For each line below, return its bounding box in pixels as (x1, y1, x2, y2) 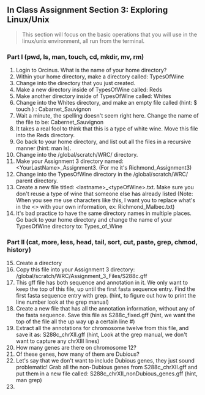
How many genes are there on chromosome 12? (15, 344, 136, 352)
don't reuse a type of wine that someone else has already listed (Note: (15, 190, 193, 198)
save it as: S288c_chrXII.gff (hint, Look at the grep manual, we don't (15, 331, 187, 339)
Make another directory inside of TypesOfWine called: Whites (15, 92, 171, 100)
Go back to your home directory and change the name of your (15, 216, 173, 224)
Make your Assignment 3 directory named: (15, 157, 124, 165)
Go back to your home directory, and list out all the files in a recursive (15, 138, 192, 146)
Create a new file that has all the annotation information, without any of (15, 305, 195, 312)
